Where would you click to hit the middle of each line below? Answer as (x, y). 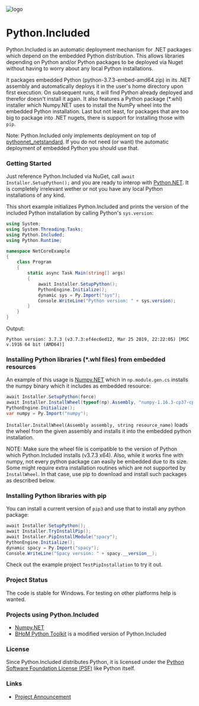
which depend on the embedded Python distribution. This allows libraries (95, 56)
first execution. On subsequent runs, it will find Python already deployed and (99, 92)
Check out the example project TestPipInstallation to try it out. (84, 565)
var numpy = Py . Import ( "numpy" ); (47, 414)
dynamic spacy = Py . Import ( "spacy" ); (53, 548)
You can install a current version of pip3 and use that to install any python (96, 509)
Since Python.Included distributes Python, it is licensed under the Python (95, 662)
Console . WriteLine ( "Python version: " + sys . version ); (107, 301)
